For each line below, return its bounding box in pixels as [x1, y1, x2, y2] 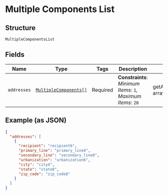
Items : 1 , [117, 86, 138, 93]
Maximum [117, 92, 141, 100]
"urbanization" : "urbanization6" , [18, 157, 91, 162]
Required [91, 86, 113, 93]
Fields [5, 50, 25, 59]
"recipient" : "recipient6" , [18, 143, 77, 149]
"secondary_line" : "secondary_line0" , [18, 153, 99, 158]
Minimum [117, 80, 140, 87]
